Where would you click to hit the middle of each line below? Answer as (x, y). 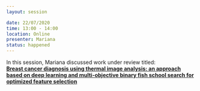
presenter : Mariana (31, 40)
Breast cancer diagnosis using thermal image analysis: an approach (94, 69)
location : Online (28, 34)
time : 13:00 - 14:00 (32, 28)
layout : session (27, 12)
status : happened (28, 45)
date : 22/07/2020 (28, 23)
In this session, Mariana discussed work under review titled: (81, 62)
